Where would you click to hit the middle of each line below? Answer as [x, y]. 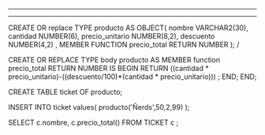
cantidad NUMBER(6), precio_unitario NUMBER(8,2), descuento [112, 36]
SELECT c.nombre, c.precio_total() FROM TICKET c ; [93, 122]
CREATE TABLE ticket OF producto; [65, 92]
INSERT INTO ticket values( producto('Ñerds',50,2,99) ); [99, 107]
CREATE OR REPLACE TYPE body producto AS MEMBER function [114, 60]
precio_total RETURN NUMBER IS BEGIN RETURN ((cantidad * [108, 68]
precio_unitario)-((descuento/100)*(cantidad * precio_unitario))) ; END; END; [132, 77]
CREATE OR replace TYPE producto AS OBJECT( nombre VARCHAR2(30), [128, 28]
